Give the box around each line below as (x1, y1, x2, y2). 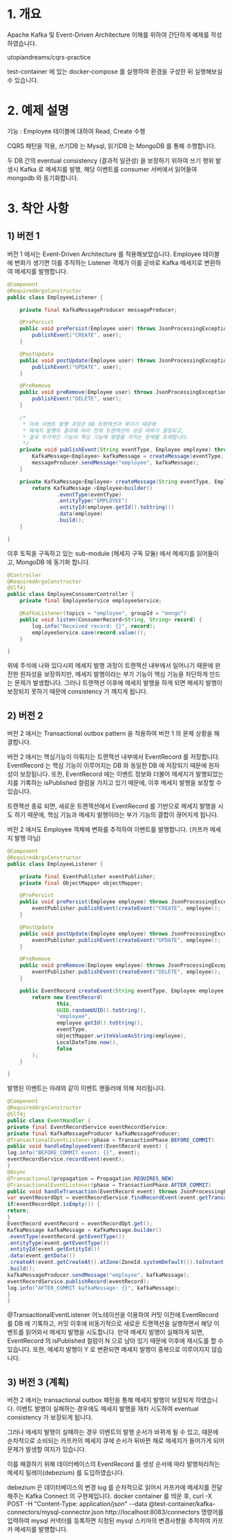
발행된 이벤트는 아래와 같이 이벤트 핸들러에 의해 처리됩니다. (7, 1084, 166, 1092)
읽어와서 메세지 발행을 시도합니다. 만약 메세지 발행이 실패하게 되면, (25, 1328, 204, 1337)
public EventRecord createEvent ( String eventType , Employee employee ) (19, 987, 227, 994)
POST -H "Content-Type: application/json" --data (7, 1500, 148, 1508)
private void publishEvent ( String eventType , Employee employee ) (19, 446, 212, 453)
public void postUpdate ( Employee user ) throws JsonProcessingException (19, 357, 230, 364)
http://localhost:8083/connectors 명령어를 (105, 1508, 224, 1516)
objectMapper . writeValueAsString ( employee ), (56, 1033, 187, 1040)
